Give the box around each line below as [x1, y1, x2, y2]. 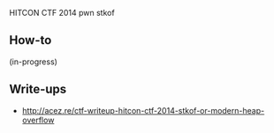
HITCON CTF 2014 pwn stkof [9, 8, 115, 18]
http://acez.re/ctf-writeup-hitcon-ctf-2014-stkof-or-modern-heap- [21, 105, 265, 115]
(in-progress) [9, 56, 57, 67]
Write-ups [9, 82, 67, 97]
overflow [21, 115, 55, 125]
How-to [9, 33, 52, 48]
